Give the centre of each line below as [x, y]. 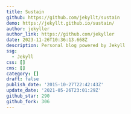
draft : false [23, 79]
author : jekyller [28, 29]
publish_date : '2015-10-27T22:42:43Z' [55, 85]
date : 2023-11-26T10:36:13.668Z [47, 40]
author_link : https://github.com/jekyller [60, 34]
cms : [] [16, 68]
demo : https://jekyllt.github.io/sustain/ [60, 23]
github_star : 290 [28, 96]
